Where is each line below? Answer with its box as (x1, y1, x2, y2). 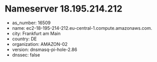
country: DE (12, 36, 37, 42)
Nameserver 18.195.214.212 (5, 3, 123, 15)
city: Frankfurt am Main (12, 30, 61, 36)
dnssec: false (12, 51, 40, 58)
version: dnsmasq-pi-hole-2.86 (12, 46, 78, 52)
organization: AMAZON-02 (12, 41, 68, 47)
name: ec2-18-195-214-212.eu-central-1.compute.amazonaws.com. (12, 25, 152, 31)
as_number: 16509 (12, 20, 51, 26)
